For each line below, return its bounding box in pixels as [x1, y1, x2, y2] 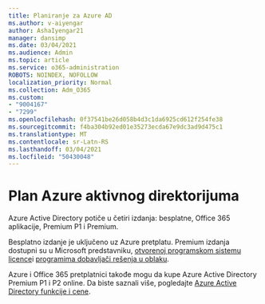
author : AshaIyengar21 [8, 26, 84, 34]
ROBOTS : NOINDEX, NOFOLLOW [8, 71, 98, 79]
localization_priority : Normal [8, 78, 113, 86]
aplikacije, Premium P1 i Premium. [8, 222, 119, 231]
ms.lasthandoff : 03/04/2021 [8, 145, 102, 153]
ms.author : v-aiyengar [8, 19, 84, 27]
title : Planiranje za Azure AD [8, 11, 113, 20]
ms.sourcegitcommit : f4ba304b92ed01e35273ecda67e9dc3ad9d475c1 [8, 123, 223, 131]
